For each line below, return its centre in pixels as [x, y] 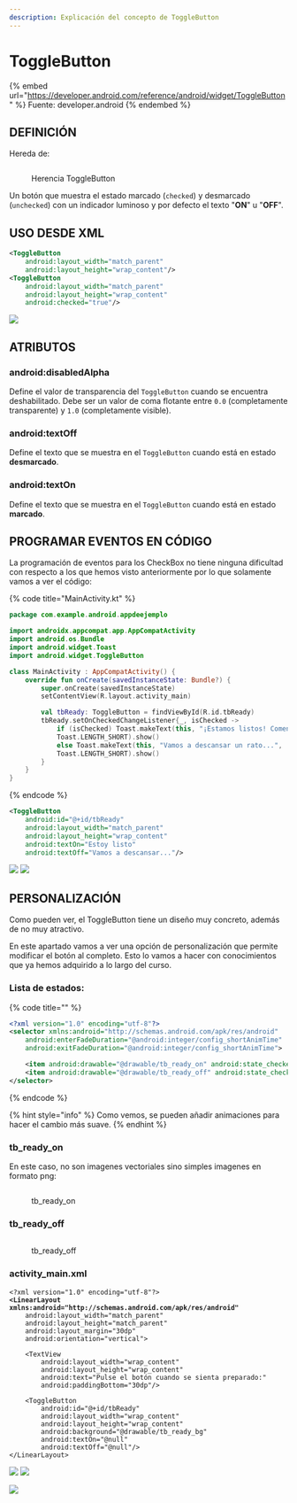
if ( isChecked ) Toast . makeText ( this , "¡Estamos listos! [161, 729]
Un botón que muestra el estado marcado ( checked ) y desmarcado [130, 196]
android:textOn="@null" [84, 1439]
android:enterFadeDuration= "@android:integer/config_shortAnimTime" [154, 1040]
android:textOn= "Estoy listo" [81, 844]
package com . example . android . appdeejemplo [88, 615]
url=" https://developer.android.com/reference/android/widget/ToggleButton [147, 95]
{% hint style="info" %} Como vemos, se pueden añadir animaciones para [145, 1115]
